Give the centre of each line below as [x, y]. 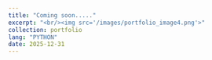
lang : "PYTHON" [33, 37]
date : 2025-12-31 [37, 44]
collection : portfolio [45, 30]
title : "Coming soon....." [52, 15]
